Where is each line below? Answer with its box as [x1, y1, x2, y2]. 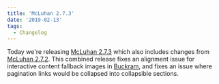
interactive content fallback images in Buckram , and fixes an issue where [7, 62, 213, 70]
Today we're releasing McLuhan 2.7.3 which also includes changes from [7, 48, 210, 56]
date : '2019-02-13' [7, 16, 63, 23]
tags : [7, 23, 23, 29]
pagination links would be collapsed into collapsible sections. [7, 70, 179, 78]
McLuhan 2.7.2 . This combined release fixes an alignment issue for [7, 55, 195, 64]
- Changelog [13, 29, 48, 36]
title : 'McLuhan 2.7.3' [7, 10, 75, 17]
